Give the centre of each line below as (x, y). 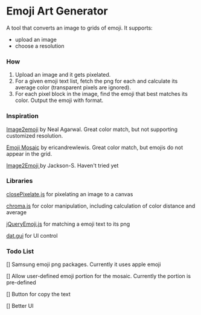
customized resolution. (35, 135)
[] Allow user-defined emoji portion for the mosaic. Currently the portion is (99, 276)
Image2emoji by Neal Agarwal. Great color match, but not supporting (92, 129)
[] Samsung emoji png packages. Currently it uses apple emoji (84, 264)
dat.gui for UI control (32, 235)
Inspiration (23, 116)
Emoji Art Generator (57, 11)
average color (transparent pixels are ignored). (73, 87)
